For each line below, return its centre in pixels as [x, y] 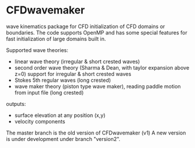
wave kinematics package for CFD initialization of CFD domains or [86, 26]
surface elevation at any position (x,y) [60, 115]
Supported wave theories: [37, 50]
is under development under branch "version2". [63, 139]
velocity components [40, 121]
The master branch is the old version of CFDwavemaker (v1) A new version [96, 133]
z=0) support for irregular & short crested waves [73, 74]
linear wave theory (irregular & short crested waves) [77, 61]
